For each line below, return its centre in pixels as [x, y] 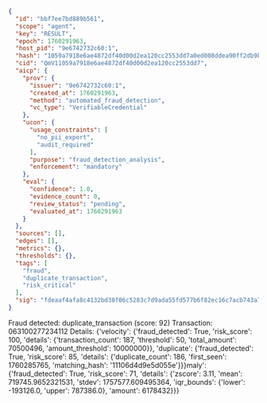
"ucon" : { [39, 123]
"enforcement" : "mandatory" [76, 167]
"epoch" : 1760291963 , [51, 41]
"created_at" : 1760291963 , [74, 93]
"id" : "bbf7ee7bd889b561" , [60, 19]
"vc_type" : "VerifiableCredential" [88, 108]
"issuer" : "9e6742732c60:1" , [77, 85]
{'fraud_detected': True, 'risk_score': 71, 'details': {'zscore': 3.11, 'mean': [126, 374]
